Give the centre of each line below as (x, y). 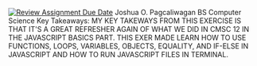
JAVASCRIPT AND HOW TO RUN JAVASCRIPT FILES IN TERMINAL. (119, 54)
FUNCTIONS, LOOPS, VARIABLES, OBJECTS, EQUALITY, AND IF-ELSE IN (128, 46)
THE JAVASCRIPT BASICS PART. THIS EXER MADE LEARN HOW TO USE (127, 37)
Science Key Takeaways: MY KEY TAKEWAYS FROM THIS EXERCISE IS (125, 21)
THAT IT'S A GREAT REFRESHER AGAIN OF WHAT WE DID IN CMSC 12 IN (129, 29)
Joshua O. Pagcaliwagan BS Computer (178, 12)
